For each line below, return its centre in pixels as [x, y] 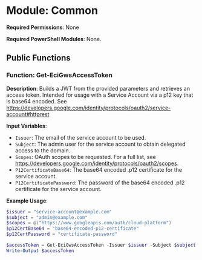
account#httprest [28, 114]
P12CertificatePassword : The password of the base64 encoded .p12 [100, 183]
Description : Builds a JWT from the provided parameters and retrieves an [98, 88]
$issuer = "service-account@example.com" [59, 212]
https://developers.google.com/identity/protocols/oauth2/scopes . [97, 163]
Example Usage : [27, 201]
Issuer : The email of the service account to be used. [80, 137]
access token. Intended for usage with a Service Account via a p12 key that [100, 95]
